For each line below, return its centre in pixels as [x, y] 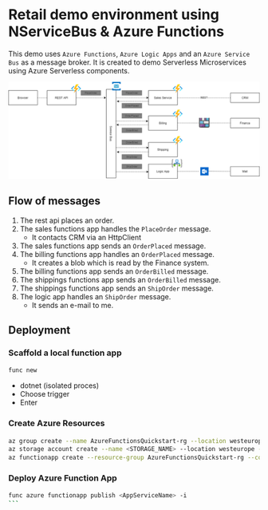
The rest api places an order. [67, 220]
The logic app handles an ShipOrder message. [95, 296]
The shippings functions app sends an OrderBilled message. [120, 279]
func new [23, 370]
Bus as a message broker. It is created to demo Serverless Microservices [128, 62]
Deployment [39, 330]
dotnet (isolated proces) [59, 385]
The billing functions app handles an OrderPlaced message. [117, 254]
